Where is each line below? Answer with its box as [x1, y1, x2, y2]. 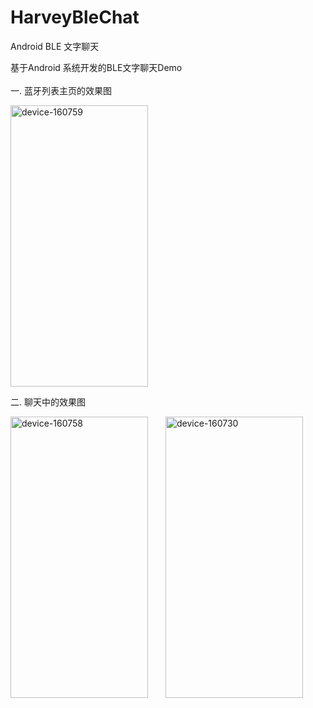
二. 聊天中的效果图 [10, 396, 86, 408]
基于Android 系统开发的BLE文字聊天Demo [10, 61, 183, 73]
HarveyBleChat [10, 6, 140, 29]
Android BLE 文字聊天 [10, 40, 100, 52]
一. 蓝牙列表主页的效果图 [10, 84, 112, 96]
